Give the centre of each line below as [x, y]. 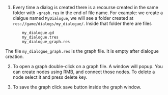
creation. [15, 56]
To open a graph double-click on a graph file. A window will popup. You [88, 66]
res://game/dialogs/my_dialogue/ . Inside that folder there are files [82, 23]
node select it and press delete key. [50, 77]
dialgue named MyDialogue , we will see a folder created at [73, 18]
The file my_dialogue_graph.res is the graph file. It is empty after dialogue [82, 51]
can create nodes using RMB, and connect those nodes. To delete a [84, 72]
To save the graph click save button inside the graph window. [77, 87]
